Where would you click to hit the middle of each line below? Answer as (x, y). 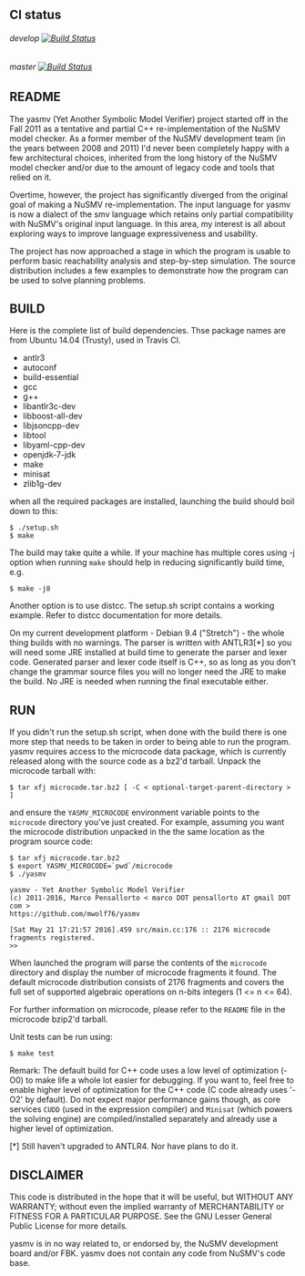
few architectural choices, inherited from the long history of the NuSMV (143, 158)
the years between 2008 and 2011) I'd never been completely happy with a (149, 148)
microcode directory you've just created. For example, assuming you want (147, 822)
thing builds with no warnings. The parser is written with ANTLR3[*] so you (151, 643)
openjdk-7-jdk (49, 455)
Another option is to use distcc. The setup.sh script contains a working (142, 606)
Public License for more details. (69, 1226)
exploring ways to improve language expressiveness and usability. (133, 233)
